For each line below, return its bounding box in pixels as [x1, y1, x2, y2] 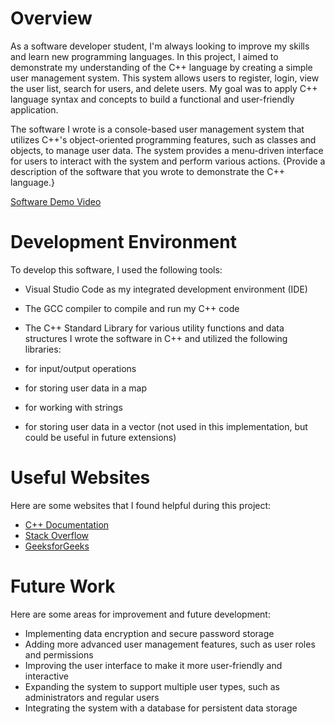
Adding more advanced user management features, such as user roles [24, 638, 316, 650]
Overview [10, 7, 93, 30]
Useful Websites [10, 467, 151, 489]
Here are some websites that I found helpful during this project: [10, 499, 272, 511]
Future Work [10, 575, 116, 597]
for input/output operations [24, 362, 137, 374]
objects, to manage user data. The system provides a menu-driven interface [10, 144, 324, 156]
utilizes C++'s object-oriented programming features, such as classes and [10, 133, 317, 146]
